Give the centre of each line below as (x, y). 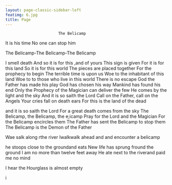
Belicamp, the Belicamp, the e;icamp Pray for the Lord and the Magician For (85, 116)
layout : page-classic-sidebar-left (43, 10)
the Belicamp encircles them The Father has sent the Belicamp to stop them (85, 122)
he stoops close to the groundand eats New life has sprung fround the (80, 147)
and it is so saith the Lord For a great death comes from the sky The (77, 111)
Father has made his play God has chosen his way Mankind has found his (83, 85)
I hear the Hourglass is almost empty (44, 168)
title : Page (18, 19)
